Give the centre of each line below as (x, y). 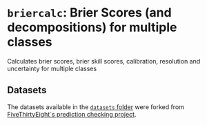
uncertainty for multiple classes (52, 68)
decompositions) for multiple (92, 27)
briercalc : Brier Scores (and (89, 13)
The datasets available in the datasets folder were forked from (96, 107)
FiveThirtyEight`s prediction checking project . (72, 114)
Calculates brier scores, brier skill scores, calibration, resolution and (104, 61)
